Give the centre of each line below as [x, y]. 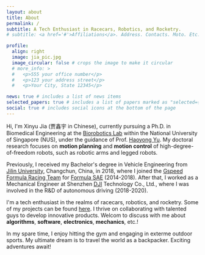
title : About [23, 18]
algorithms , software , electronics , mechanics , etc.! [72, 221]
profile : [17, 46]
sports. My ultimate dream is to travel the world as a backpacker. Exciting [99, 240]
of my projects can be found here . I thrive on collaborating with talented [97, 209]
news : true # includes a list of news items [64, 97]
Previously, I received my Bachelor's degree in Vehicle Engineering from [97, 164]
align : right [28, 52]
